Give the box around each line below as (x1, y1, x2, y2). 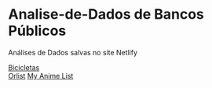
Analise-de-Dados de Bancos (8, 5, 204, 23)
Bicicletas (8, 62, 40, 72)
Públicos (8, 22, 67, 40)
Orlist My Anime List (8, 71, 74, 80)
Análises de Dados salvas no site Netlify (8, 48, 138, 57)
